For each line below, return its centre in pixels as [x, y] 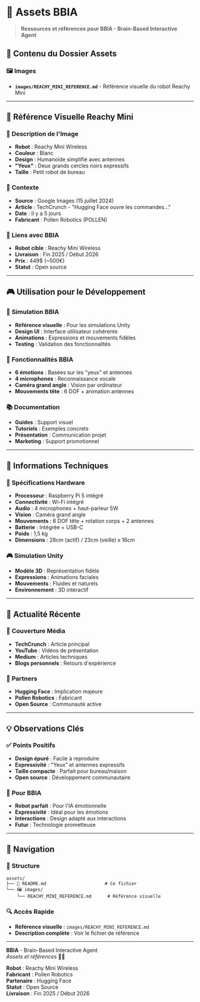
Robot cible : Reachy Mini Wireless [58, 248]
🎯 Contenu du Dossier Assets [62, 54]
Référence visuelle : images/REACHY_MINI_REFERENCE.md [82, 927]
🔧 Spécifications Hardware [46, 483]
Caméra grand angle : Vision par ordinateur [68, 385]
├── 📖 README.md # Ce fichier [71, 883]
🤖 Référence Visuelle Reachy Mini [70, 117]
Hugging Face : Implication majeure [59, 692]
